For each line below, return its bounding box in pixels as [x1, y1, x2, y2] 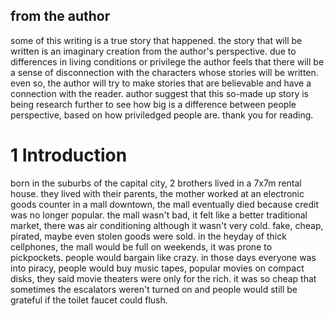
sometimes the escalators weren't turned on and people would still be [10, 283, 298, 295]
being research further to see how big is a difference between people [10, 98, 297, 110]
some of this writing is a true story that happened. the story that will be [10, 34, 303, 46]
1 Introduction [10, 144, 128, 166]
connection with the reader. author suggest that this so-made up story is [10, 87, 310, 99]
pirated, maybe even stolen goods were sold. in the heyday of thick [10, 230, 287, 242]
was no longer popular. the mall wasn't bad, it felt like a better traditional [10, 209, 308, 221]
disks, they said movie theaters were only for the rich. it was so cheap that [10, 272, 317, 284]
